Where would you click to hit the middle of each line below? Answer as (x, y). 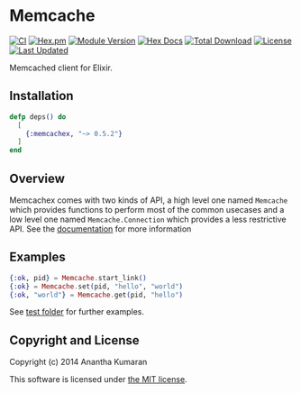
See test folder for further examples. (77, 312)
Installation (41, 96)
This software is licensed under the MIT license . (98, 379)
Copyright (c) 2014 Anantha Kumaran (78, 362)
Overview (37, 178)
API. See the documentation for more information (100, 228)
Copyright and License (74, 340)
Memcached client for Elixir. (61, 68)
